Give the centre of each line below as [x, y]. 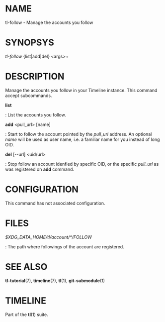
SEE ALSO [26, 267]
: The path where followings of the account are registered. [65, 246]
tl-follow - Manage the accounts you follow [49, 22]
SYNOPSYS [30, 43]
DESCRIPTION [35, 76]
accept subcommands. [29, 96]
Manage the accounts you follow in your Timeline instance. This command [81, 90]
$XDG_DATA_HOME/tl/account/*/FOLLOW [48, 237]
